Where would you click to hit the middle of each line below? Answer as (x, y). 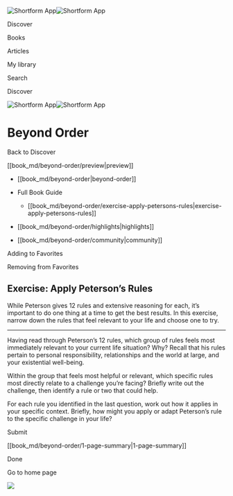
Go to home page (32, 472)
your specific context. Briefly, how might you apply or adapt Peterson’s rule (114, 411)
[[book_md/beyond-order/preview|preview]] (70, 165)
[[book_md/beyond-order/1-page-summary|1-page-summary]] (97, 445)
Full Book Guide (40, 192)
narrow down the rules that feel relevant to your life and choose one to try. (113, 320)
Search (17, 78)
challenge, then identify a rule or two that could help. (83, 390)
